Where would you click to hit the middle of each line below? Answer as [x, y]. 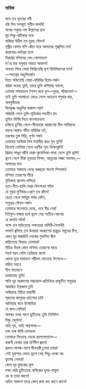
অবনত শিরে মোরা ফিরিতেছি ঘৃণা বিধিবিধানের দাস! [39, 69]
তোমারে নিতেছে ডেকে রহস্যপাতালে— [31, 337]
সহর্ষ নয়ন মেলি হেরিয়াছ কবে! [25, 253]
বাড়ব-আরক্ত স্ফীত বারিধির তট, [26, 130]
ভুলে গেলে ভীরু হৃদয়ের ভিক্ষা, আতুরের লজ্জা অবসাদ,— [43, 158]
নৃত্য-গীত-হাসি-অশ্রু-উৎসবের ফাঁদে [30, 186]
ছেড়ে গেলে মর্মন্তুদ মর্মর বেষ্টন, [25, 197]
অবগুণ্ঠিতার [12, 102]
